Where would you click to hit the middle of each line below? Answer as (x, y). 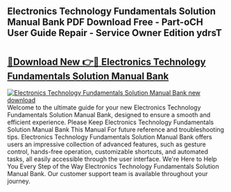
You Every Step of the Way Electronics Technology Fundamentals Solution (113, 166)
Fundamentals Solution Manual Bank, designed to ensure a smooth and (109, 115)
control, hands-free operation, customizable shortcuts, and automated (108, 151)
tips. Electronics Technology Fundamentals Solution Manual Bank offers (110, 137)
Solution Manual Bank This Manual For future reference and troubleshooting (115, 130)
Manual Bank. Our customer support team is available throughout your (108, 174)
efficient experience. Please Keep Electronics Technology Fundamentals (110, 122)
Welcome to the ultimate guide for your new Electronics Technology (104, 107)
